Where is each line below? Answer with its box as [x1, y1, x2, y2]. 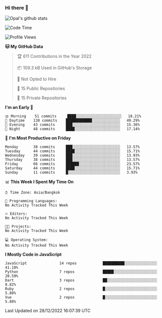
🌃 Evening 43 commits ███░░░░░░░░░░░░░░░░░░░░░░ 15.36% [5, 123, 140, 127]
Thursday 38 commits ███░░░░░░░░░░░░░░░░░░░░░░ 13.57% [5, 158, 140, 162]
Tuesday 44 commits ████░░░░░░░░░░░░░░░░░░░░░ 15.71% [5, 149, 140, 154]
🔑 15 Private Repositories [16, 95, 67, 101]
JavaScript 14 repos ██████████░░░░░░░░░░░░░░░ [5, 261, 158, 266]
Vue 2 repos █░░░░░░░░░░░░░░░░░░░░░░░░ [5, 295, 158, 300]
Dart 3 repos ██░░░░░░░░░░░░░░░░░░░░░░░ [5, 278, 158, 283]
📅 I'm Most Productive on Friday [5, 135, 71, 141]
